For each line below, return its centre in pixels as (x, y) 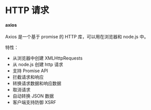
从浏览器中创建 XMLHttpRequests (48, 58)
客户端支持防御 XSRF (34, 102)
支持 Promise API (30, 71)
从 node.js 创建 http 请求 (38, 65)
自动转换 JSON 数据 (33, 96)
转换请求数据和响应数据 (37, 83)
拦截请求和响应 (28, 77)
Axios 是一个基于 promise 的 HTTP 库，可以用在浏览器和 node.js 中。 (77, 37)
